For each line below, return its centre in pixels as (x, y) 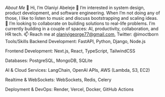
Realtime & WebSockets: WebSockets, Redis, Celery (58, 80)
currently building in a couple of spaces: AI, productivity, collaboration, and (82, 29)
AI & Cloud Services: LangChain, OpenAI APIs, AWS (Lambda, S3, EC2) (78, 70)
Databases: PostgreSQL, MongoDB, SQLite (49, 60)
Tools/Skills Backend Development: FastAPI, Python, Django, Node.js (76, 41)
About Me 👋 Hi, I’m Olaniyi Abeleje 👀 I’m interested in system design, (75, 8)
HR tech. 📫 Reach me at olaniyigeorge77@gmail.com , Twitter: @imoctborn (82, 34)
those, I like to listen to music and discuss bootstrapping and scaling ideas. (82, 18)
